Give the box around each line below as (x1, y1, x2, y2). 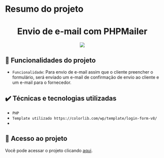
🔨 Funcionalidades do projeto (5, 56, 96, 64)
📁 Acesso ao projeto (5, 134, 68, 143)
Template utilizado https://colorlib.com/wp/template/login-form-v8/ (12, 116, 158, 121)
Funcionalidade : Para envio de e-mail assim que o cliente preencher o (12, 69, 153, 75)
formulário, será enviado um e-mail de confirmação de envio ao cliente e (12, 74, 159, 80)
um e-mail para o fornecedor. (12, 79, 72, 85)
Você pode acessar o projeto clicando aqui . (5, 147, 93, 153)
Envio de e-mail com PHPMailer (17, 26, 148, 37)
